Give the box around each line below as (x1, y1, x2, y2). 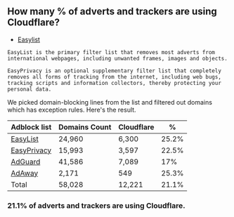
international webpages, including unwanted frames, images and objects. (7, 55, 228, 62)
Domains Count (58, 122, 112, 132)
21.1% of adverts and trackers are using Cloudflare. (7, 200, 186, 210)
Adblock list (11, 122, 52, 132)
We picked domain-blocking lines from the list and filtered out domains (7, 98, 213, 106)
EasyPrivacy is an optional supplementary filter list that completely (7, 67, 221, 74)
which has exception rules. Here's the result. (7, 105, 136, 114)
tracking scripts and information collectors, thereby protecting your (7, 79, 221, 86)
